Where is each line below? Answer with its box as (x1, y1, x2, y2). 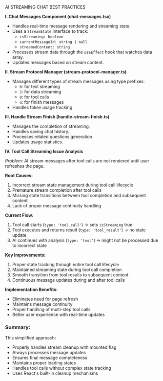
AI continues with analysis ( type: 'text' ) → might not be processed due (12, 237, 159, 243)
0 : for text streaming (19, 84, 60, 90)
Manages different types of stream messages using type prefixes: (12, 78, 145, 84)
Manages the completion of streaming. (12, 123, 90, 129)
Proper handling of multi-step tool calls (12, 307, 91, 312)
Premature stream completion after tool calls (12, 187, 102, 193)
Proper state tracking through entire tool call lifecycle (12, 262, 119, 267)
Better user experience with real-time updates (12, 312, 105, 317)
